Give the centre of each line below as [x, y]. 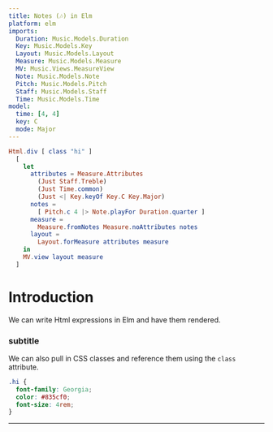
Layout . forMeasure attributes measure [103, 242]
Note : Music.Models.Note [58, 76]
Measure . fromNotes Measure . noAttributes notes [118, 227]
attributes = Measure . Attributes [87, 174]
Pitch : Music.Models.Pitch [61, 84]
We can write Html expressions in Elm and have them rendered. [115, 320]
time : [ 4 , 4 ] [38, 114]
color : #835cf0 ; [43, 397]
